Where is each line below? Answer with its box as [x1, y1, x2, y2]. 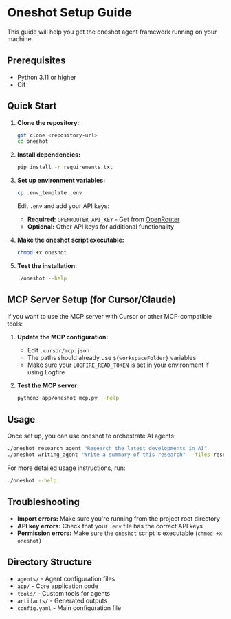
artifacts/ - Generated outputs [16, 596, 108, 605]
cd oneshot [16, 138, 49, 145]
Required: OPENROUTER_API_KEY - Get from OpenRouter [27, 215, 180, 224]
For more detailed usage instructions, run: [7, 464, 126, 472]
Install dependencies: [16, 150, 81, 159]
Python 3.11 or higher [16, 73, 77, 81]
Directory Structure [7, 556, 93, 568]
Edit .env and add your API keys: [16, 202, 110, 210]
